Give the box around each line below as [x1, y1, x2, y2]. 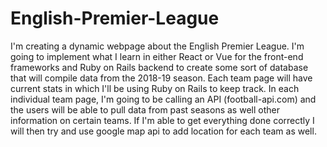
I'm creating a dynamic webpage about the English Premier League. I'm [10, 40, 305, 52]
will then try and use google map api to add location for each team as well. [10, 125, 317, 137]
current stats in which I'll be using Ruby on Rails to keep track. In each [10, 82, 300, 94]
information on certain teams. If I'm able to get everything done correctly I [10, 114, 315, 126]
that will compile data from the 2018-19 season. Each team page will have [10, 72, 313, 84]
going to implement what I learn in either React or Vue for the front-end [10, 50, 304, 62]
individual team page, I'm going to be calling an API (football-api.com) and [10, 93, 317, 105]
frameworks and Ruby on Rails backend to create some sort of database [10, 61, 309, 73]
